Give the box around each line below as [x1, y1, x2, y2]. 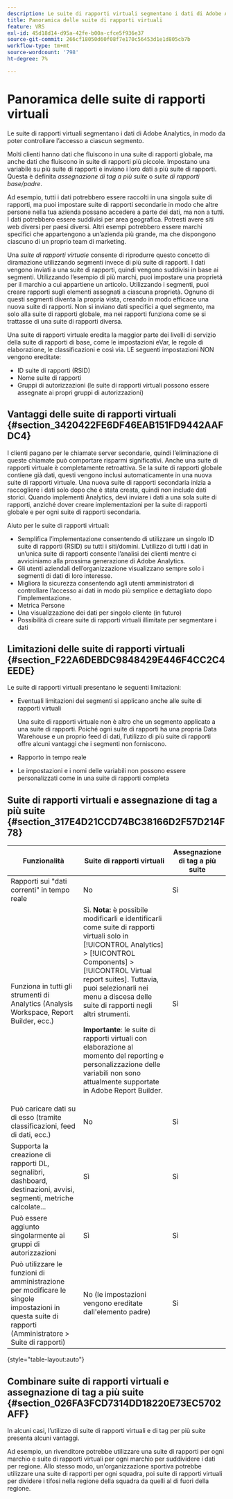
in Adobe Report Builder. [83, 1086, 163, 1095]
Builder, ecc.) [10, 1016, 54, 1026]
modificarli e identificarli [83, 914, 162, 924]
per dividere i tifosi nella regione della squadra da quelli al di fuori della [7, 1477, 209, 1485]
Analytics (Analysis [10, 999, 74, 1009]
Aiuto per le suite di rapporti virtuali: [7, 521, 110, 529]
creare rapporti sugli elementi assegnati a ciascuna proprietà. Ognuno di [7, 288, 214, 296]
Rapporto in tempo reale [17, 753, 87, 761]
